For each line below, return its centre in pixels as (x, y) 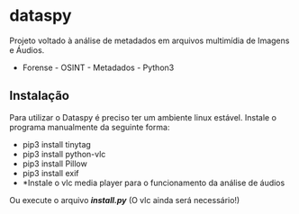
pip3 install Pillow (54, 164)
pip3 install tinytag (57, 144)
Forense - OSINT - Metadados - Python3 (98, 67)
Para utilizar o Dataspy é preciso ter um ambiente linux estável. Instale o (143, 117)
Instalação (40, 96)
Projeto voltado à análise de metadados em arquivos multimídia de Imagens (149, 40)
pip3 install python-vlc (64, 154)
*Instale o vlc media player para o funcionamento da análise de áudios (154, 183)
